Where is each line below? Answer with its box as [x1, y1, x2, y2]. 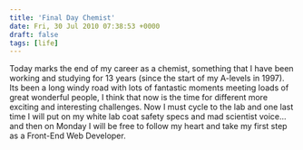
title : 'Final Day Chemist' [9, 13, 116, 23]
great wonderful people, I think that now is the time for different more [9, 92, 269, 103]
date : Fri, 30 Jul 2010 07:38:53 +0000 [9, 22, 161, 31]
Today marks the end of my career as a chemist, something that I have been [9, 63, 294, 74]
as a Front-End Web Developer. [9, 130, 126, 141]
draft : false [9, 30, 59, 39]
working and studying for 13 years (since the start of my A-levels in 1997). [9, 73, 285, 84]
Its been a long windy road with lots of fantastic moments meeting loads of [9, 82, 289, 93]
